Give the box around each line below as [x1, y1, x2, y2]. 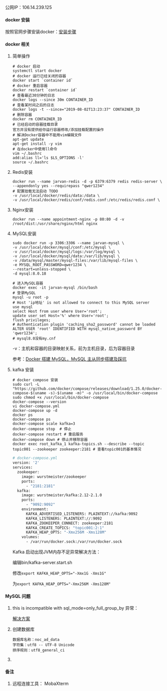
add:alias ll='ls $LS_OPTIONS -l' [12, 155, 84, 161]
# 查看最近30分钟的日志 [12, 93, 55, 98]
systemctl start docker [12, 68, 62, 73]
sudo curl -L [12, 382, 40, 387]
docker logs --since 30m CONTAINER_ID [12, 97, 93, 102]
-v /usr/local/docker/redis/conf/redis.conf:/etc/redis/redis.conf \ [12, 198, 161, 203]
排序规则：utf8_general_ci [12, 648, 65, 653]
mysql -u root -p [12, 295, 49, 300]
